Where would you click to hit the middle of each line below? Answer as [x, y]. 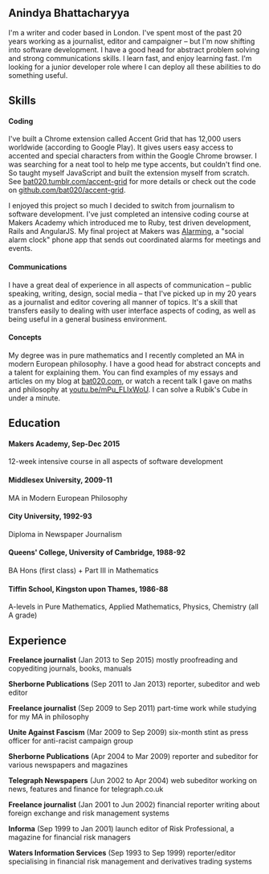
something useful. [38, 75]
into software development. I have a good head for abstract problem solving [134, 49]
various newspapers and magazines [68, 765]
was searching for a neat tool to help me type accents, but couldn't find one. [135, 165]
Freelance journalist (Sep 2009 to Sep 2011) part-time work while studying [132, 708]
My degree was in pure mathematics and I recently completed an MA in [126, 355]
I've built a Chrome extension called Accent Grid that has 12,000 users [125, 139]
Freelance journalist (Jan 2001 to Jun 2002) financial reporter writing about [134, 805]
